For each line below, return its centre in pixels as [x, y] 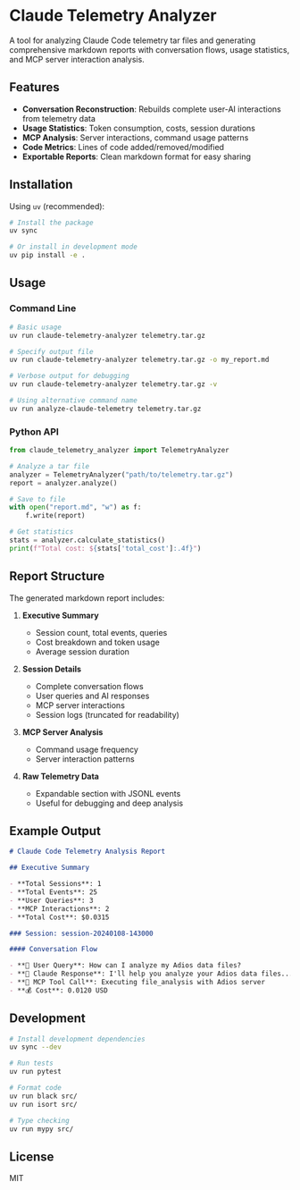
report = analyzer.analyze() [63, 483]
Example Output [55, 831]
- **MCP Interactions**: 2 [59, 908]
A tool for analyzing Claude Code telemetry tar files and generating [133, 40]
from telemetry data [59, 118]
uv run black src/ [43, 1096]
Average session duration [82, 651]
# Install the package [51, 223]
